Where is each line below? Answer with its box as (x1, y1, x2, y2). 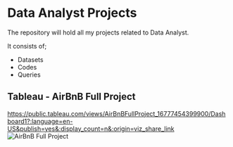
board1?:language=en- (7, 117, 73, 125)
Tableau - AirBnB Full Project (7, 91, 136, 103)
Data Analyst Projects (7, 5, 137, 21)
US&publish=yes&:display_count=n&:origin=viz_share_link (7, 124, 175, 133)
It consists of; (7, 41, 47, 50)
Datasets (17, 55, 44, 64)
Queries (17, 70, 41, 79)
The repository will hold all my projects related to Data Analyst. (7, 28, 189, 37)
